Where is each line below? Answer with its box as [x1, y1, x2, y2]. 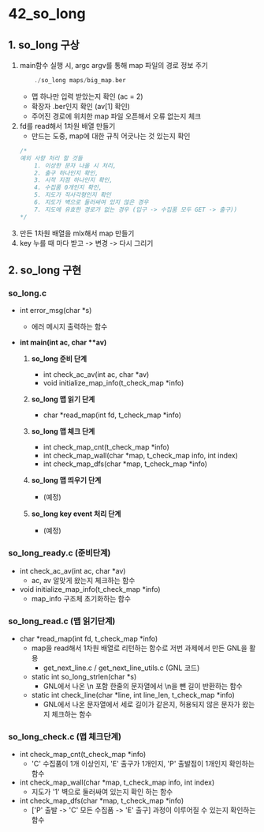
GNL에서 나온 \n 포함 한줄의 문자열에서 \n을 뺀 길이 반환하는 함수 [43, 681, 243, 691]
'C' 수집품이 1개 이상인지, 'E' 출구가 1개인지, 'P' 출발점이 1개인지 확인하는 [31, 759, 255, 769]
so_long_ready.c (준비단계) [8, 548, 111, 559]
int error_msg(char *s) [19, 306, 92, 315]
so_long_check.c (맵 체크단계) [8, 731, 122, 742]
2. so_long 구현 [8, 264, 82, 277]
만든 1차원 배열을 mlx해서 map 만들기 [19, 228, 135, 238]
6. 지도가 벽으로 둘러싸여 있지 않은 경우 [34, 198, 149, 206]
